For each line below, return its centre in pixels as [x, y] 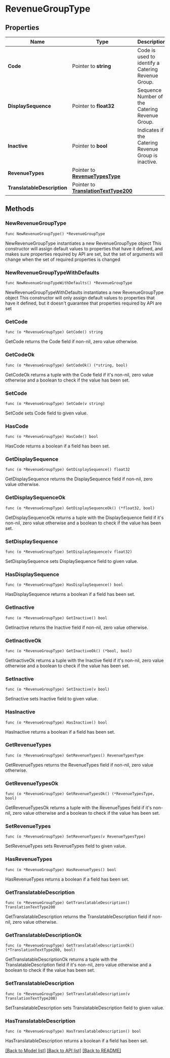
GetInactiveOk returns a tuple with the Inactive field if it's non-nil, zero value [84, 660]
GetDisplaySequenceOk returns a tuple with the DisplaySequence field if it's [84, 517]
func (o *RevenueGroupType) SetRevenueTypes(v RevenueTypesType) [75, 837]
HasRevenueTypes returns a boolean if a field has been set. [67, 879]
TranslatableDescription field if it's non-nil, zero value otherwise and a [78, 965]
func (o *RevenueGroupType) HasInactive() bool [56, 723]
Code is [146, 50]
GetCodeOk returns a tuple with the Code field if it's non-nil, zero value [79, 374]
